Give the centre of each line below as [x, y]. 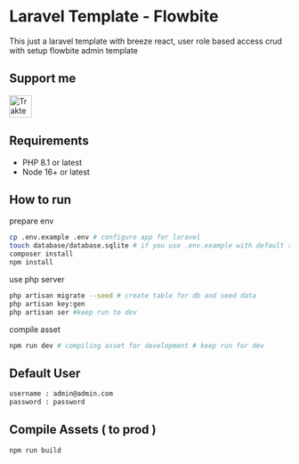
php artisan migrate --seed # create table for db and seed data [133, 296]
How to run [40, 199]
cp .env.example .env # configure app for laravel [105, 238]
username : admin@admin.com [61, 394]
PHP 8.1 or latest [52, 162]
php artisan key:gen [48, 304]
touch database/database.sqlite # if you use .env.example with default [147, 246]
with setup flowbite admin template [73, 50]
